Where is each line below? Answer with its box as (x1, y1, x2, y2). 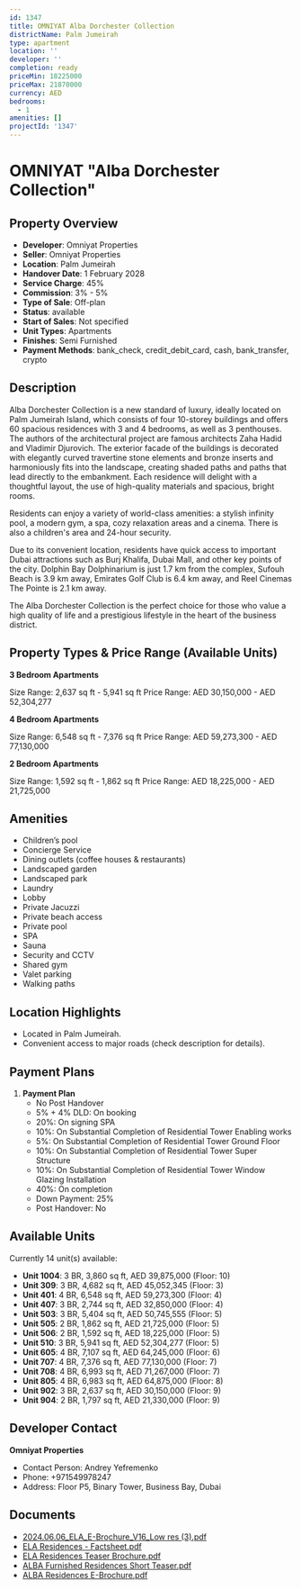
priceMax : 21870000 (9, 80, 83, 89)
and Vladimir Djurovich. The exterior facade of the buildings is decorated (9, 442, 279, 453)
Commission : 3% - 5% (22, 287, 109, 298)
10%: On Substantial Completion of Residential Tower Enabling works (35, 1126, 292, 1137)
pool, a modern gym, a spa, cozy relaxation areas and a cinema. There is (9, 517, 279, 528)
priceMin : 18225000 (9, 72, 83, 81)
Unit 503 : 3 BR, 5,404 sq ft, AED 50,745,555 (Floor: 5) (22, 1308, 223, 1319)
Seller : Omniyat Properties (22, 249, 121, 259)
